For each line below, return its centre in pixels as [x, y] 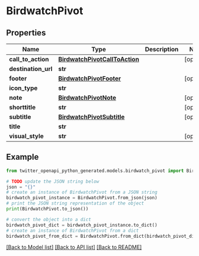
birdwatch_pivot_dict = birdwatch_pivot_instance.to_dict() [82, 225]
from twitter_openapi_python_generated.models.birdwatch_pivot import [95, 171]
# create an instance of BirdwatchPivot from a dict [73, 231]
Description [162, 49]
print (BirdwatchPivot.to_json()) [47, 209]
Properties [26, 33]
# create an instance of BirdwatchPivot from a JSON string [82, 192]
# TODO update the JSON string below [53, 182]
